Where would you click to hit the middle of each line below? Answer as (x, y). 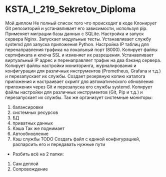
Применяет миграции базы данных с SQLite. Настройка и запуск (74, 33)
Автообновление (30, 133)
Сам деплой (25, 163)
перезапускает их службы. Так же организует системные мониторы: (79, 97)
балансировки (28, 107)
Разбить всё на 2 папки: (38, 154)
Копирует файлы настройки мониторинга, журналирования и (71, 65)
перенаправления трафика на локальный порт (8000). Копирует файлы (81, 49)
